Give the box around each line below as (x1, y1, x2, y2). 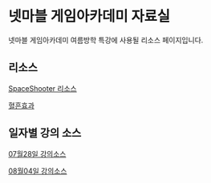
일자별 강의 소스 (8, 126, 82, 140)
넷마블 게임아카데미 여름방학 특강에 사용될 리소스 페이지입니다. (8, 35, 204, 45)
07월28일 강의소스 (8, 149, 67, 158)
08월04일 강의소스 (8, 165, 67, 176)
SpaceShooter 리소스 (8, 83, 78, 93)
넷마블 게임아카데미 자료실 (8, 7, 171, 26)
